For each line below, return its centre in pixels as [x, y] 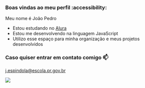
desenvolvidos [28, 44]
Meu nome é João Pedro [31, 19]
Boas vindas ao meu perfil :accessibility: [56, 8]
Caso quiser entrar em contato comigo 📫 [57, 58]
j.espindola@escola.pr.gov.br [36, 70]
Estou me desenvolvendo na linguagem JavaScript [65, 34]
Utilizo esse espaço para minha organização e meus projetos [76, 39]
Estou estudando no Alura [39, 28]
